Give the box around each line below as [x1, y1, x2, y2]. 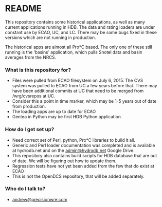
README [5, 3, 42, 14]
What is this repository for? [5, 66, 72, 73]
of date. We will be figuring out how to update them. [12, 158, 117, 164]
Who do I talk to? [5, 186, 46, 192]
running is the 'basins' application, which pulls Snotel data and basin [5, 49, 143, 55]
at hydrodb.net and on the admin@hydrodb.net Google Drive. [12, 147, 135, 153]
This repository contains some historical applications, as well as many [5, 19, 145, 25]
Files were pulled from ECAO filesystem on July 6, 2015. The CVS [12, 77, 144, 83]
